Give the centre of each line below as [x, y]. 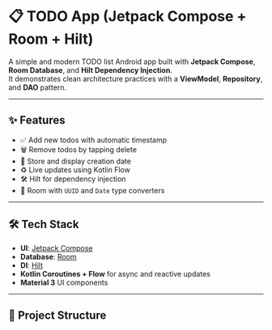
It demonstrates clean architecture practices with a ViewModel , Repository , [136, 78]
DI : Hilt [31, 265]
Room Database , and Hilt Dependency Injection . [90, 70]
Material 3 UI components [64, 282]
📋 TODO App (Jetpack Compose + [127, 17]
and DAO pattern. [38, 87]
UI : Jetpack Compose [56, 247]
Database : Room [48, 256]
